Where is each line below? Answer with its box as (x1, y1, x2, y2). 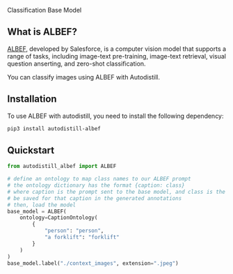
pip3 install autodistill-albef (7, 125, 101, 132)
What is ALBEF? (7, 26, 78, 38)
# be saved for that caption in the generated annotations (7, 195, 182, 201)
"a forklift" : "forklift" (44, 234, 120, 241)
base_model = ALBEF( (7, 208, 67, 215)
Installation (7, 93, 57, 105)
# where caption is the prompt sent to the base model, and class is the (7, 188, 226, 195)
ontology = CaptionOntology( (19, 214, 98, 222)
